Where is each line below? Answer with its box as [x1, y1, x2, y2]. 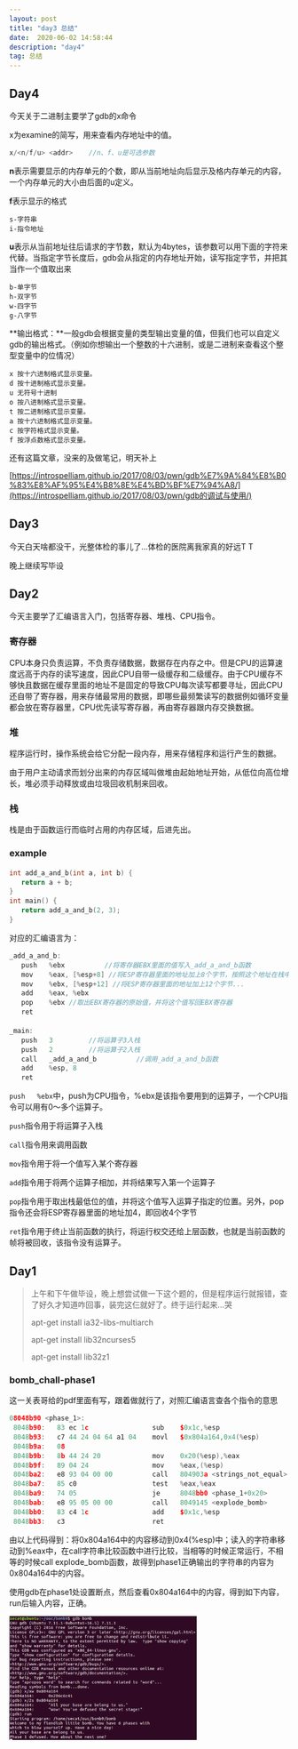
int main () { [9, 896, 58, 906]
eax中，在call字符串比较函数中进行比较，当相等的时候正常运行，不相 [32, 1545, 284, 1556]
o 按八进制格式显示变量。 [9, 397, 90, 406]
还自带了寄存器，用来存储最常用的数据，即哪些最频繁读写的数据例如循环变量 [9, 690, 289, 702]
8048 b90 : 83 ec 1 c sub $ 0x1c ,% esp [12, 1424, 220, 1432]
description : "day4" [9, 43, 86, 52]
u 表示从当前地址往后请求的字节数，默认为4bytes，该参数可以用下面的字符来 [9, 241, 288, 252]
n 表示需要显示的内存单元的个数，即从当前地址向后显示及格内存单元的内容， [9, 165, 286, 176]
